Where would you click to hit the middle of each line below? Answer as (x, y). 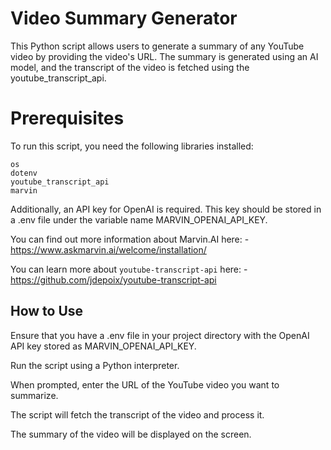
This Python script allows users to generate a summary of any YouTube (157, 46)
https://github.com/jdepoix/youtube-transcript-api (113, 279)
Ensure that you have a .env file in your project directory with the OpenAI (160, 335)
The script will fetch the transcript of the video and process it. (137, 414)
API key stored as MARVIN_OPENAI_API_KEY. (103, 346)
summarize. (34, 395)
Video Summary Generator (124, 18)
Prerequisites (67, 118)
